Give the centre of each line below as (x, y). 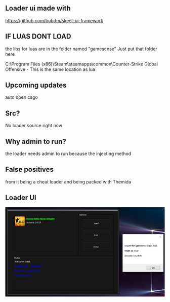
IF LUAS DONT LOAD (38, 37)
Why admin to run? (36, 141)
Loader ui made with (38, 8)
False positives (30, 169)
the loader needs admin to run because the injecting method (68, 154)
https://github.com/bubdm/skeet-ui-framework (54, 20)
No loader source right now (34, 126)
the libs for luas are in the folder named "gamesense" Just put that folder (81, 49)
